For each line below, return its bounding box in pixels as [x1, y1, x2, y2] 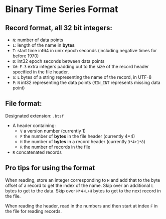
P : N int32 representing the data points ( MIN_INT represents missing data [12, 79, 160, 85]
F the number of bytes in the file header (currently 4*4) [20, 133, 135, 139]
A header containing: [12, 122, 56, 129]
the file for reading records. [5, 208, 62, 214]
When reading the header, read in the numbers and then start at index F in [5, 202, 158, 209]
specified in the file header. [12, 69, 69, 75]
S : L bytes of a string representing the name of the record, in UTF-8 [12, 74, 152, 80]
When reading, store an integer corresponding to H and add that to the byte [5, 177, 160, 183]
